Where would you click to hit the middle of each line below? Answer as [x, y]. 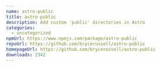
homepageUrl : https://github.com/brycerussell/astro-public [81, 50]
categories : [20, 28]
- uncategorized [31, 33]
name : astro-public [30, 11]
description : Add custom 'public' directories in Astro [76, 22]
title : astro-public [31, 17]
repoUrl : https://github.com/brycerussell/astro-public [76, 44]
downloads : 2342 [26, 55]
